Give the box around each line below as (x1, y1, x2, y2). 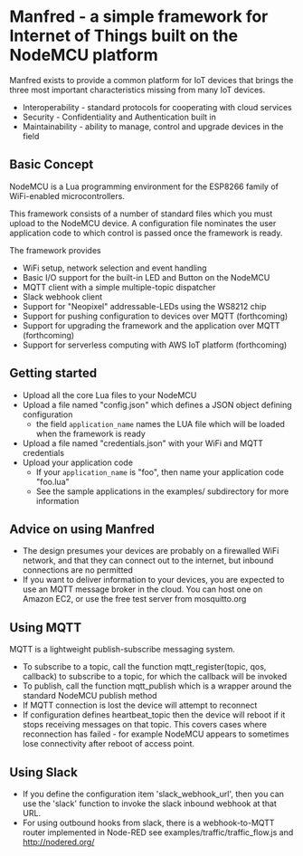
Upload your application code (22, 457, 134, 468)
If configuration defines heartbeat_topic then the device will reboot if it (22, 709, 286, 720)
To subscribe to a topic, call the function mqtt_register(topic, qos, (22, 661, 267, 672)
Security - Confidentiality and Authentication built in (22, 111, 217, 122)
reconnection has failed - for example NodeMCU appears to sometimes (22, 728, 289, 739)
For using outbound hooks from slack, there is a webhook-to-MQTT (22, 817, 275, 828)
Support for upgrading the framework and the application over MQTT (22, 319, 280, 331)
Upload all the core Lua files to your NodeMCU (22, 389, 197, 400)
